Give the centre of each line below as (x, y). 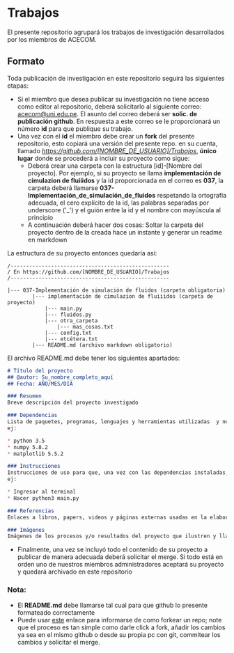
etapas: (18, 86)
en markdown (47, 239)
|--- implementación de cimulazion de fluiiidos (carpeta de (123, 296)
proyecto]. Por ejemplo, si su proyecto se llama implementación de (124, 173)
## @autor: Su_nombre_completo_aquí (60, 377)
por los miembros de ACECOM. (52, 39)
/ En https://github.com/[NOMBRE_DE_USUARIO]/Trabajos (88, 272)
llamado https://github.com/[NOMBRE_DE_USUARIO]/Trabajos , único (117, 150)
